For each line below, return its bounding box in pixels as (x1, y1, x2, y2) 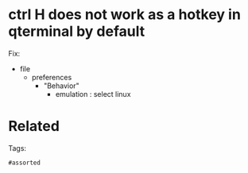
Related (8, 117, 60, 136)
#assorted (8, 159, 41, 167)
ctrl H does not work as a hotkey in (8, 6, 241, 24)
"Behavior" (43, 81, 79, 90)
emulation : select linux (55, 89, 131, 98)
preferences (31, 72, 72, 82)
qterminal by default (8, 22, 145, 40)
